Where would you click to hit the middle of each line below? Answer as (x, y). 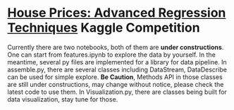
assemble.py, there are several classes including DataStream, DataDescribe (117, 69)
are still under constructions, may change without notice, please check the (116, 84)
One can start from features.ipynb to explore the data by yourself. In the (112, 55)
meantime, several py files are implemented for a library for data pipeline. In (117, 62)
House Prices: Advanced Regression (117, 13)
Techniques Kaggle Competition (104, 28)
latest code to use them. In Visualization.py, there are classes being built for (117, 92)
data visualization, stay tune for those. (63, 99)
